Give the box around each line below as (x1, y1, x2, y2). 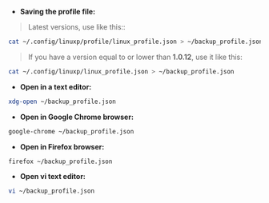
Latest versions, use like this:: (27, 22, 126, 31)
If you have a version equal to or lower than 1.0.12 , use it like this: (27, 52, 243, 62)
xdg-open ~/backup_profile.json (8, 98, 116, 105)
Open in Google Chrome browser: (19, 112, 134, 121)
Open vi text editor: (19, 172, 86, 181)
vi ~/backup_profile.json (8, 187, 94, 195)
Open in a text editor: (19, 82, 92, 91)
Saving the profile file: (19, 7, 96, 16)
